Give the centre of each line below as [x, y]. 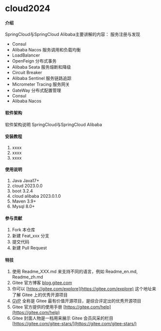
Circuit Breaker [27, 73]
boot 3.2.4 [22, 191]
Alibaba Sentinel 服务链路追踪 [42, 79]
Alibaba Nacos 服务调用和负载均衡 [46, 50]
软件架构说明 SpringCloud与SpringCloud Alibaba [54, 125]
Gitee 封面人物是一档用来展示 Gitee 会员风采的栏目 [63, 318]
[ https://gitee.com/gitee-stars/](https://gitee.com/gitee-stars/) [74, 324]
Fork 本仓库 [24, 230]
